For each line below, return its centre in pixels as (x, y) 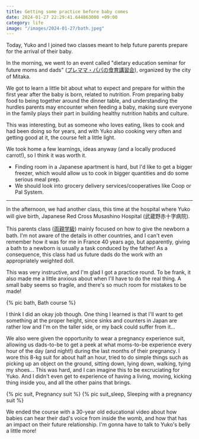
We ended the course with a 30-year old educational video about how (92, 412)
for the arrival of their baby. (39, 52)
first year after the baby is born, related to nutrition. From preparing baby (95, 94)
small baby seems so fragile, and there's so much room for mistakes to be (96, 285)
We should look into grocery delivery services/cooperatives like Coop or (103, 186)
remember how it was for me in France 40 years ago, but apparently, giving (98, 242)
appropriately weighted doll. (41, 261)
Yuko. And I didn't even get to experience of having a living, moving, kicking (99, 376)
